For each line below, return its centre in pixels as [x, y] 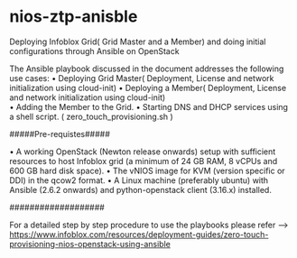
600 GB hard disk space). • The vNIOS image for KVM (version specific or [148, 170]
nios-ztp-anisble [74, 17]
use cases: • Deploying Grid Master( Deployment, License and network [142, 78]
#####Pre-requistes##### [60, 134]
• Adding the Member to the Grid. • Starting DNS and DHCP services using [149, 106]
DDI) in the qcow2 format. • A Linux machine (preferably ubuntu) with [139, 180]
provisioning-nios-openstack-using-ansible [90, 244]
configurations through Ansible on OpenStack [94, 51]
